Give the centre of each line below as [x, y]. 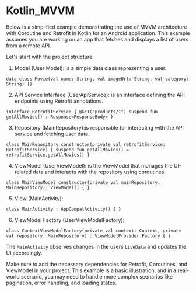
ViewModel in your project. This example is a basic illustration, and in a [91, 270]
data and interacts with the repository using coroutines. [99, 172]
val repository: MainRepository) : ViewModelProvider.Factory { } [88, 236]
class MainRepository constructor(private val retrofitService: [86, 144]
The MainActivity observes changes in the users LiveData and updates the [96, 246]
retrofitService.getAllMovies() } [48, 155]
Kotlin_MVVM [40, 11]
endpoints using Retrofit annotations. [59, 101]
